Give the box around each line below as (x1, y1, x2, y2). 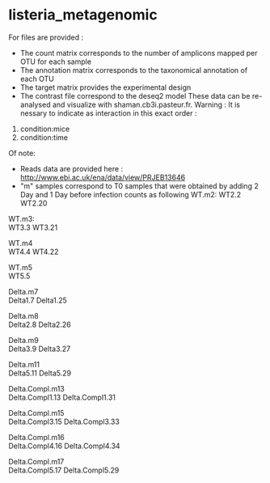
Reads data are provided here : (19, 163, 124, 173)
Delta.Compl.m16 (8, 432, 65, 442)
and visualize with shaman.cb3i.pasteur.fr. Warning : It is (52, 100, 241, 109)
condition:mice (19, 124, 70, 133)
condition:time (19, 132, 69, 142)
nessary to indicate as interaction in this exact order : (19, 108, 197, 118)
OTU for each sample (19, 57, 91, 66)
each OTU (19, 74, 54, 83)
